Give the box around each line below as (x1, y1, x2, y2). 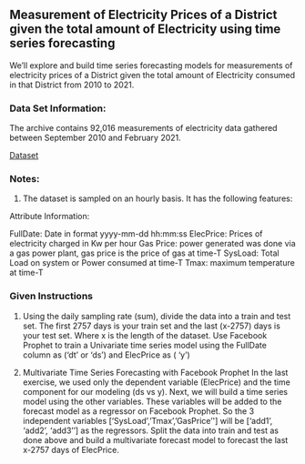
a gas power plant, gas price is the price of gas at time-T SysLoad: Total (9, 247, 280, 258)
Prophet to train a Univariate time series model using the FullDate (22, 339, 267, 350)
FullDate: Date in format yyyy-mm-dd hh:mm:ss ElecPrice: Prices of (9, 228, 263, 239)
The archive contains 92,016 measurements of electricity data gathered (9, 123, 278, 134)
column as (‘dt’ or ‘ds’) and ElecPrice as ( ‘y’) (22, 349, 190, 360)
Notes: (9, 173, 40, 186)
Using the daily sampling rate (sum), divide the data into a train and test (22, 310, 291, 321)
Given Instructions (9, 290, 94, 303)
